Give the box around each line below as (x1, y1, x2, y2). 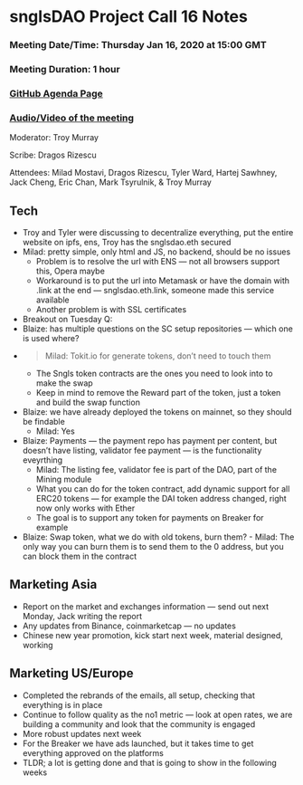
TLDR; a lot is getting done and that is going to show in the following (22, 757, 278, 768)
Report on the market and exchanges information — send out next (22, 600, 270, 612)
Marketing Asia (9, 577, 98, 592)
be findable (22, 416, 65, 427)
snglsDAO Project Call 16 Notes (9, 6, 249, 27)
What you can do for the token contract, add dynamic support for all (35, 483, 290, 494)
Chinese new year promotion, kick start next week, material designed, (22, 629, 283, 640)
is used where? (22, 333, 80, 344)
